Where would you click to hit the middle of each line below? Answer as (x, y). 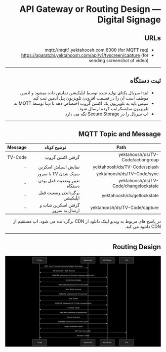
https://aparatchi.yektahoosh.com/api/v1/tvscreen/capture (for (85, 55)
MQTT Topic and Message (120, 134)
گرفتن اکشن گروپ (62, 157)
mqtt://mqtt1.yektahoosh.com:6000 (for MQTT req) (97, 50)
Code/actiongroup (140, 160)
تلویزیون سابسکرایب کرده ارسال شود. (113, 108)
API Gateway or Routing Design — (90, 9)
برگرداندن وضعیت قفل (59, 193)
